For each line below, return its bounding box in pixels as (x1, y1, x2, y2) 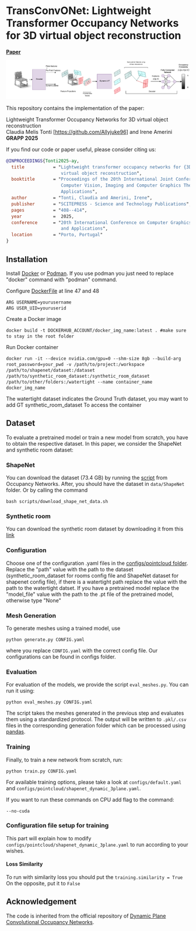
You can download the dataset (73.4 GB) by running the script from (6, 474, 168, 481)
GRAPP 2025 (6, 135, 38, 142)
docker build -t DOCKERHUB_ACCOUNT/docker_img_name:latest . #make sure (6, 327, 187, 333)
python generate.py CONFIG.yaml (6, 636, 85, 643)
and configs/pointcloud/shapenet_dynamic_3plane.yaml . (6, 785, 141, 792)
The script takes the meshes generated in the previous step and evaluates (6, 709, 184, 717)
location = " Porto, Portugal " (11, 232, 103, 238)
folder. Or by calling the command (6, 487, 88, 494)
